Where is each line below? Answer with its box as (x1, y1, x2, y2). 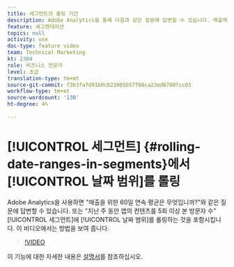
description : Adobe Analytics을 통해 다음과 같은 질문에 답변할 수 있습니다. (7, 17, 210, 24)
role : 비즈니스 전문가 (7, 62, 63, 69)
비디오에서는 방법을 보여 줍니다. (23, 224, 109, 232)
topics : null (7, 29, 45, 37)
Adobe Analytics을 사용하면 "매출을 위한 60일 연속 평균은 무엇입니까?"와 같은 (7, 197, 219, 206)
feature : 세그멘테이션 (7, 23, 65, 30)
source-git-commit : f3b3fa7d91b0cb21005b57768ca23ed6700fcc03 (7, 81, 192, 88)
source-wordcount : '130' (7, 95, 79, 102)
